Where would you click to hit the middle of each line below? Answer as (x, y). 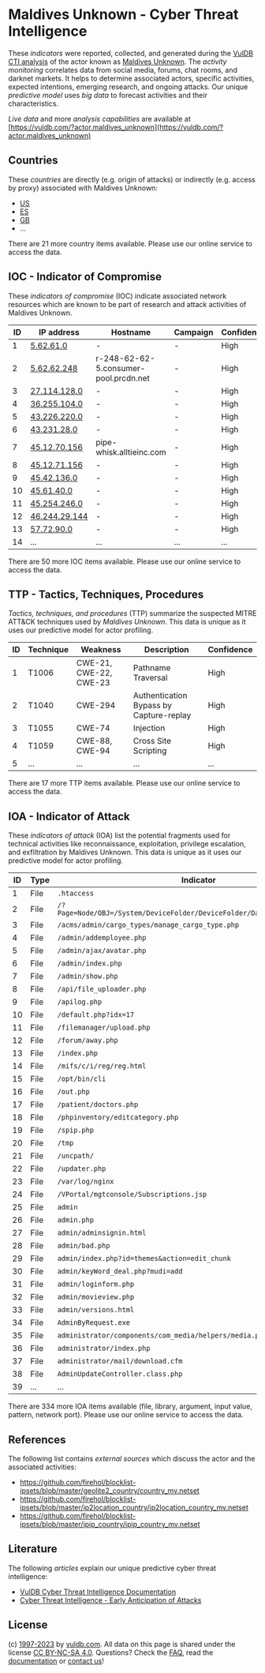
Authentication (160, 696)
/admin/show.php (88, 976)
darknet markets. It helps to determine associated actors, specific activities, (131, 78)
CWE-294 (96, 706)
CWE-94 (93, 751)
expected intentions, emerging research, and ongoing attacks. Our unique (128, 86)
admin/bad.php (84, 1246)
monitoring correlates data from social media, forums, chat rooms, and (123, 69)
